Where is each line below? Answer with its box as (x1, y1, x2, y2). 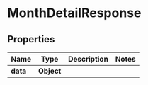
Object (38, 66, 62, 76)
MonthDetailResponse (7, 5, 142, 21)
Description (68, 55, 108, 64)
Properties (7, 33, 55, 45)
